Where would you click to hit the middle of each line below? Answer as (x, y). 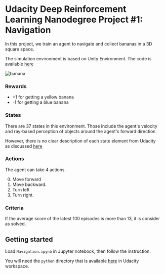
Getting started (29, 239)
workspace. (17, 266)
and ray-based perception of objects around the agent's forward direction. (81, 131)
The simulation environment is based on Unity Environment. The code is (78, 58)
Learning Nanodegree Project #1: (74, 20)
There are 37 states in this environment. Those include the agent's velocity (81, 126)
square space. (20, 49)
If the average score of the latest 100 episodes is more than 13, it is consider (83, 219)
